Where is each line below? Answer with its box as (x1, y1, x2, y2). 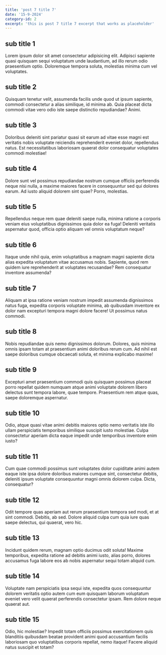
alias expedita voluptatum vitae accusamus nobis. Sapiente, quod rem (5, 259, 149, 265)
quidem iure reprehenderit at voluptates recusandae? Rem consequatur (5, 264, 152, 271)
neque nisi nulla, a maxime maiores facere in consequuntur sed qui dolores (5, 183, 159, 189)
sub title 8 (5, 327, 37, 336)
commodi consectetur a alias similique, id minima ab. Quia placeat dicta (5, 101, 152, 107)
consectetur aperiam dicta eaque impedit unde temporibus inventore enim (5, 433, 158, 438)
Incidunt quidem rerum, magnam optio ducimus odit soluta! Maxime (5, 547, 144, 553)
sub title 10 (5, 409, 40, 417)
